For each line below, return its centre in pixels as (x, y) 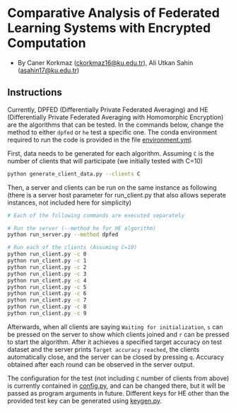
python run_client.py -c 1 (47, 261)
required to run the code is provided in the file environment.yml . (100, 139)
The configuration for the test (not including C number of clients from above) (118, 378)
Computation (47, 43)
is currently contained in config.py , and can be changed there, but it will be (117, 385)
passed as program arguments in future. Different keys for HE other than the (118, 393)
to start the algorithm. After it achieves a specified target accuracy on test (115, 342)
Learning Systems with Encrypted (109, 28)
